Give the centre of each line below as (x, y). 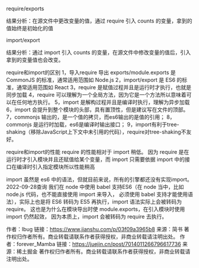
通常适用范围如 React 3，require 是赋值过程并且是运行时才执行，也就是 (104, 87)
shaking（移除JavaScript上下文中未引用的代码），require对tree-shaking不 (96, 132)
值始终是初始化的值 (30, 28)
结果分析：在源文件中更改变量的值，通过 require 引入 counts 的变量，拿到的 (99, 21)
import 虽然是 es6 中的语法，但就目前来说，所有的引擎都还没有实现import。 (99, 179)
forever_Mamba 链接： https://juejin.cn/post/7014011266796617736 (99, 244)
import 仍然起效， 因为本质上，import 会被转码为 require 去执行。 (87, 217)
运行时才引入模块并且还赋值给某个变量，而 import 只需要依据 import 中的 (96, 159)
